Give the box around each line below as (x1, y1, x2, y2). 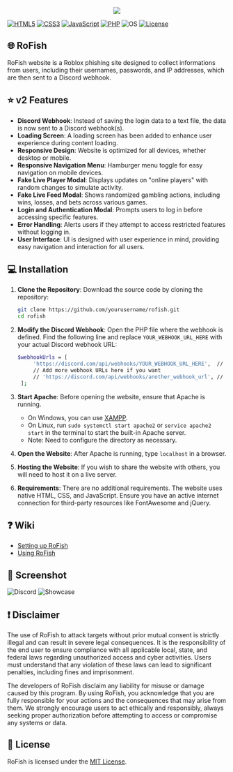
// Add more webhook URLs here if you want (33, 366, 161, 373)
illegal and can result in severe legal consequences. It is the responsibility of (7, 639, 226, 646)
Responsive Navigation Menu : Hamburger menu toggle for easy (17, 161, 203, 169)
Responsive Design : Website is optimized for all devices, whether (17, 146, 207, 154)
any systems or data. (7, 719, 67, 727)
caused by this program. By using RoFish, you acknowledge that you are (7, 689, 215, 697)
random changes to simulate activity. (17, 183, 123, 191)
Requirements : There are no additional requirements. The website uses (17, 484, 223, 492)
